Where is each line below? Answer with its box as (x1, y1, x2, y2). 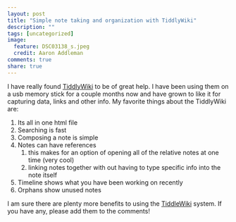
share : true (7, 63, 42, 70)
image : (7, 37, 27, 44)
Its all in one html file (17, 118, 78, 127)
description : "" (7, 23, 55, 30)
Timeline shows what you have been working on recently (17, 178, 183, 187)
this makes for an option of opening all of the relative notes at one (27, 148, 220, 156)
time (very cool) (27, 156, 75, 164)
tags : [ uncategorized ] (7, 30, 74, 37)
